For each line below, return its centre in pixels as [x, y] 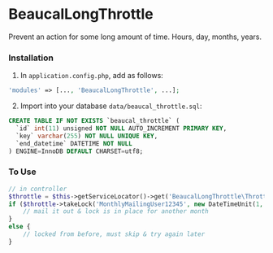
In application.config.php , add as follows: [92, 76]
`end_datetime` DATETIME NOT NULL [74, 143]
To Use [22, 172]
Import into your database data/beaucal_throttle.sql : [111, 106]
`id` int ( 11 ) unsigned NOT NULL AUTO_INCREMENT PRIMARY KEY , [121, 128]
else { [19, 227]
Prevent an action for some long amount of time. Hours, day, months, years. [135, 37]
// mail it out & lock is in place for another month [116, 212]
